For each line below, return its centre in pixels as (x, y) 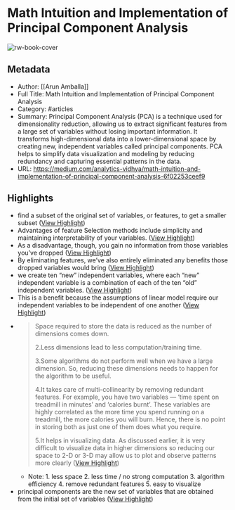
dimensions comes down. (72, 333)
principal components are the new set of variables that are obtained (115, 491)
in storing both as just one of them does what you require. (119, 426)
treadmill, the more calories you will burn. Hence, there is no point (130, 419)
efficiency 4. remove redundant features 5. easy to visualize (114, 484)
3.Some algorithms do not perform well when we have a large (124, 361)
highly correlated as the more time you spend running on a (120, 412)
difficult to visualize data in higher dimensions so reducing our (125, 447)
